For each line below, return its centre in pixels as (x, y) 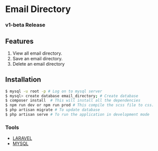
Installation (23, 80)
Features (19, 41)
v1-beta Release (25, 25)
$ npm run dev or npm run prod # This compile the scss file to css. (80, 105)
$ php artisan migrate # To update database (53, 110)
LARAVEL (22, 138)
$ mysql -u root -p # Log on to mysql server (54, 91)
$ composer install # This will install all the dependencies (73, 101)
